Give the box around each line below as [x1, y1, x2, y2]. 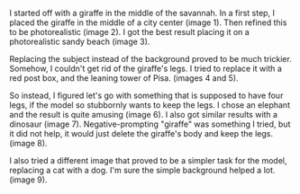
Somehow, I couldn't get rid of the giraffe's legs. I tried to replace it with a [9, 63, 282, 74]
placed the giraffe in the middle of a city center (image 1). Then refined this [9, 17, 287, 28]
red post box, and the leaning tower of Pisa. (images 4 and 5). [9, 73, 239, 84]
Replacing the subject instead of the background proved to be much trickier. [9, 54, 293, 64]
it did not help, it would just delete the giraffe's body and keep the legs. [9, 128, 273, 138]
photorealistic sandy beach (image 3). [9, 36, 150, 47]
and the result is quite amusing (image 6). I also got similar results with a [9, 110, 277, 119]
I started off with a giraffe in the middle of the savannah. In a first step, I [9, 8, 275, 18]
